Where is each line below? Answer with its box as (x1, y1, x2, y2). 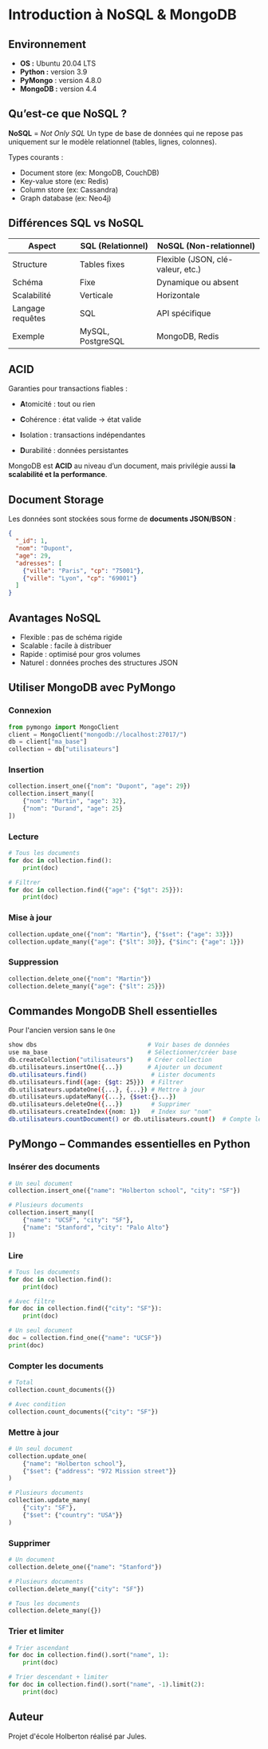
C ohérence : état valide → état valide (19, 415, 142, 424)
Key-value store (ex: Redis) (19, 176, 109, 185)
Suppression (8, 956, 59, 968)
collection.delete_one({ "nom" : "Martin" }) (8, 975, 152, 983)
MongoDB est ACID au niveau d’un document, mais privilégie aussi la (8, 461, 236, 471)
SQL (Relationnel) (80, 240, 149, 251)
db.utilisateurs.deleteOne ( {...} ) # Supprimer (8, 1100, 191, 1108)
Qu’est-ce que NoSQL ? (8, 107, 128, 121)
